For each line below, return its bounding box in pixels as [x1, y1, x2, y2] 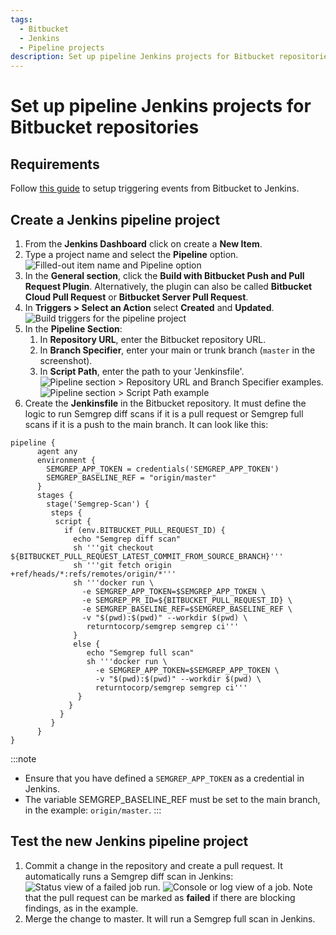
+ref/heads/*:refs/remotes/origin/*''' [10, 569, 177, 579]
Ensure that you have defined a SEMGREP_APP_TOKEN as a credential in [24, 772, 305, 784]
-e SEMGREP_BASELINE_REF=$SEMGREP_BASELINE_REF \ [81, 604, 293, 614]
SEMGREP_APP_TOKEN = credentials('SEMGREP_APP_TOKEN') [46, 464, 280, 474]
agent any [36, 446, 78, 456]
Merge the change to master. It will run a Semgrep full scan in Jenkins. [24, 912, 316, 925]
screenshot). [39, 354, 93, 366]
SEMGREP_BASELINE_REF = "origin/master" [46, 472, 217, 483]
